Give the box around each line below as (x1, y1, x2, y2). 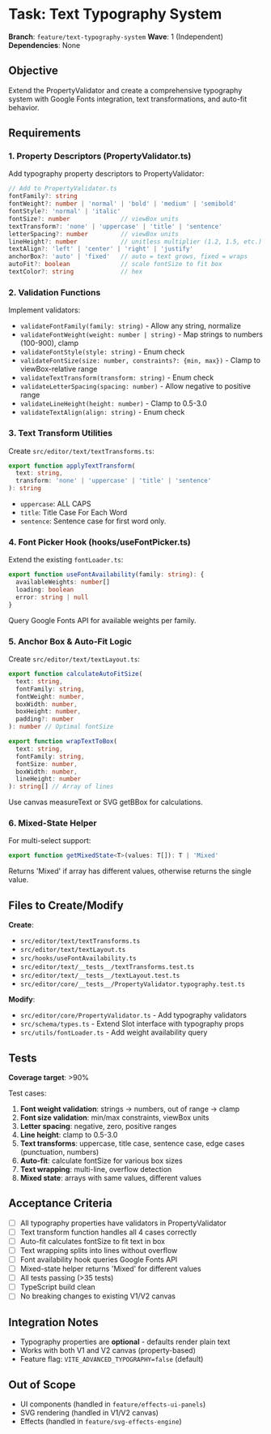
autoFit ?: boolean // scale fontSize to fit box (8, 261, 222, 269)
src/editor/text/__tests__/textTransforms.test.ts (19, 963, 195, 971)
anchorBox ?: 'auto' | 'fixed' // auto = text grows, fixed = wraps (8, 252, 248, 261)
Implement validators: (8, 305, 81, 315)
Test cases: (8, 1088, 47, 1098)
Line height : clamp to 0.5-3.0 (19, 1130, 118, 1139)
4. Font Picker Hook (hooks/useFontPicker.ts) (8, 536, 192, 548)
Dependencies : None (8, 40, 81, 50)
